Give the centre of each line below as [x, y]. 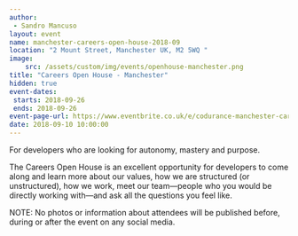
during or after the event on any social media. [92, 222]
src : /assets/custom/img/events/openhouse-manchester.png [134, 67]
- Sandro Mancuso [45, 26]
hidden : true [33, 83]
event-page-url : [39, 116]
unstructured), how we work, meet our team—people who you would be [141, 186]
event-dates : [33, 91]
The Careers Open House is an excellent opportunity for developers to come [149, 167]
